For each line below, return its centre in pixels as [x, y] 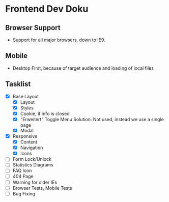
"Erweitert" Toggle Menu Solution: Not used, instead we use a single [92, 119]
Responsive [25, 136]
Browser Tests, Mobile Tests [42, 188]
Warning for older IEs [35, 182]
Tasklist [18, 84]
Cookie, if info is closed [45, 113]
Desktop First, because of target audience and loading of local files [83, 68]
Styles [27, 108]
